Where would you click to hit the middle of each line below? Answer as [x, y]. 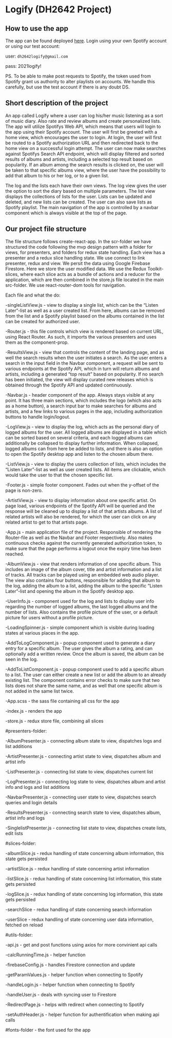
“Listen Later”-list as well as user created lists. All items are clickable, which [85, 469]
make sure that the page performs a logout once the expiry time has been [83, 548]
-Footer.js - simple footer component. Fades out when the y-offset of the [82, 485]
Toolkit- [155, 269]
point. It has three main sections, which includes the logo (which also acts [83, 400]
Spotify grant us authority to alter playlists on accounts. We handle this [80, 81]
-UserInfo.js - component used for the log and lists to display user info [80, 601]
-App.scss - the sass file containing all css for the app [62, 701]
